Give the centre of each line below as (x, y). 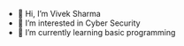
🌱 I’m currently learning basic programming (96, 32)
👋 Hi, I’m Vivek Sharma (59, 14)
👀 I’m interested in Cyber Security (79, 23)
